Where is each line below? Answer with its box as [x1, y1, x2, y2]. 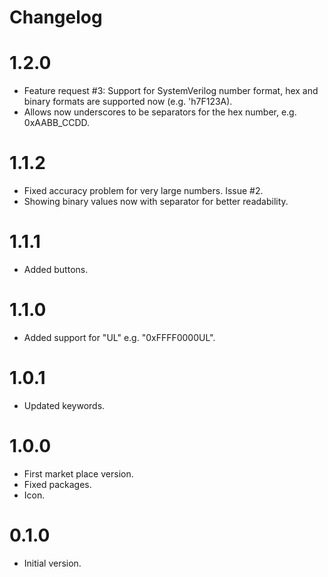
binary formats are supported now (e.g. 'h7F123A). [23, 96, 233, 108]
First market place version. [23, 467, 134, 480]
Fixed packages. [23, 478, 92, 490]
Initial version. [23, 557, 82, 569]
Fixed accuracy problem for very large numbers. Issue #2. [23, 185, 264, 197]
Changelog [9, 6, 103, 29]
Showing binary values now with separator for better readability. [23, 196, 289, 208]
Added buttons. [23, 264, 89, 275]
